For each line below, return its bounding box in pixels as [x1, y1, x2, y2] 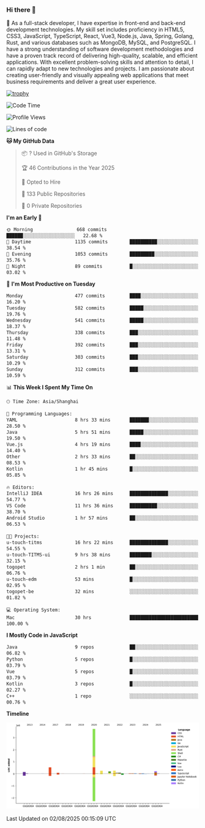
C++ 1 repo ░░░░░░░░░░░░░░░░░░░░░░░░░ [6, 693, 199, 699]
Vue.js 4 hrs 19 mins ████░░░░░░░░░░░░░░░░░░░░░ [6, 441, 199, 448]
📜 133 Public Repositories [21, 190, 86, 198]
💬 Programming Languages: [6, 411, 72, 417]
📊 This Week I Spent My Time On [6, 384, 93, 391]
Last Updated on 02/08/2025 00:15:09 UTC [6, 815, 116, 822]
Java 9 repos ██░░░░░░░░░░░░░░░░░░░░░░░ [6, 644, 199, 650]
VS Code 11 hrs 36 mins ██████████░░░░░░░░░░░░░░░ [6, 503, 199, 509]
